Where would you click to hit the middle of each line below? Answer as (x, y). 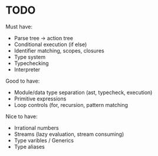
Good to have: (23, 81)
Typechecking (31, 63)
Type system (30, 57)
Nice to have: (22, 116)
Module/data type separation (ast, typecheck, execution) (83, 92)
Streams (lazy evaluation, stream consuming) (69, 134)
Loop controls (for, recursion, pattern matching (71, 105)
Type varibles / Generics (44, 140)
